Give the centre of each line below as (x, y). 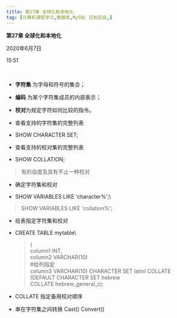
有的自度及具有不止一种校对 (55, 172)
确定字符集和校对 (36, 184)
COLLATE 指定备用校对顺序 (49, 296)
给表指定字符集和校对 (41, 220)
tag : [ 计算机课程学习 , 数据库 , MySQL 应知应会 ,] (59, 17)
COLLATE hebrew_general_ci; (67, 284)
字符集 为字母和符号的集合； (50, 84)
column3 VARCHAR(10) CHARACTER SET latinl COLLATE (101, 271)
